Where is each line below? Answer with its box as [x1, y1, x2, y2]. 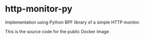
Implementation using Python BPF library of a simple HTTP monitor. [5, 19, 140, 25]
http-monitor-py [5, 3, 72, 14]
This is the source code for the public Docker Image [5, 28, 109, 34]
